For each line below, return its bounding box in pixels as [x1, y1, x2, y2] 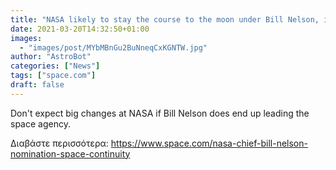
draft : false [10, 80, 65, 90]
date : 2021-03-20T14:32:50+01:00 [10, 24, 150, 34]
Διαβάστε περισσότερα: [10, 137, 109, 149]
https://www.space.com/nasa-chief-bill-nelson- [110, 137, 308, 149]
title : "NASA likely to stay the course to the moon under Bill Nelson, [10, 14, 320, 25]
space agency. [10, 117, 71, 130]
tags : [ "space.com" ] [10, 71, 97, 81]
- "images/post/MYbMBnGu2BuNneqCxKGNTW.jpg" [19, 42, 208, 53]
